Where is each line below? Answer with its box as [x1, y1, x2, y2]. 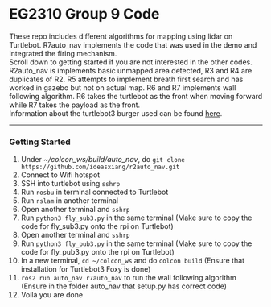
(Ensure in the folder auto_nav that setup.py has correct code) [20, 281, 228, 291]
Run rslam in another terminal [20, 196, 119, 205]
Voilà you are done [20, 290, 84, 300]
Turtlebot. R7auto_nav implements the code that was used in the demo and [9, 39, 257, 49]
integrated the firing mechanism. [9, 48, 117, 58]
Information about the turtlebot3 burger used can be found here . [9, 108, 223, 118]
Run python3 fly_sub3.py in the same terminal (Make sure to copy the [20, 213, 253, 222]
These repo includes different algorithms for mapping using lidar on [9, 31, 233, 41]
